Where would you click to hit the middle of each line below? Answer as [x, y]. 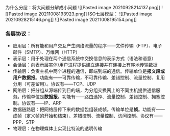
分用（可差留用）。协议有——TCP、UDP [54, 84]
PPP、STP [23, 122]
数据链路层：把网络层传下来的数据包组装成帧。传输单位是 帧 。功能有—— [89, 110]
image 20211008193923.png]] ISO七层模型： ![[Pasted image [88, 14]
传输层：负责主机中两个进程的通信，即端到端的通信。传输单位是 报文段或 [89, 71]
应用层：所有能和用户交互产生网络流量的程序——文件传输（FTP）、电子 [87, 46]
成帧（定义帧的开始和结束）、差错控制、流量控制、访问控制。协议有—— [88, 116]
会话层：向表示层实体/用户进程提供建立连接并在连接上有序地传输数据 [85, 65]
